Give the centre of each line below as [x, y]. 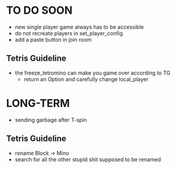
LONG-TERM [38, 103]
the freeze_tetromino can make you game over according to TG [92, 73]
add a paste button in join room [53, 39]
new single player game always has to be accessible [79, 27]
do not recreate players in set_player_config [69, 33]
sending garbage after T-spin [51, 119]
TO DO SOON [39, 10]
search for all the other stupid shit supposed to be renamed [88, 159]
